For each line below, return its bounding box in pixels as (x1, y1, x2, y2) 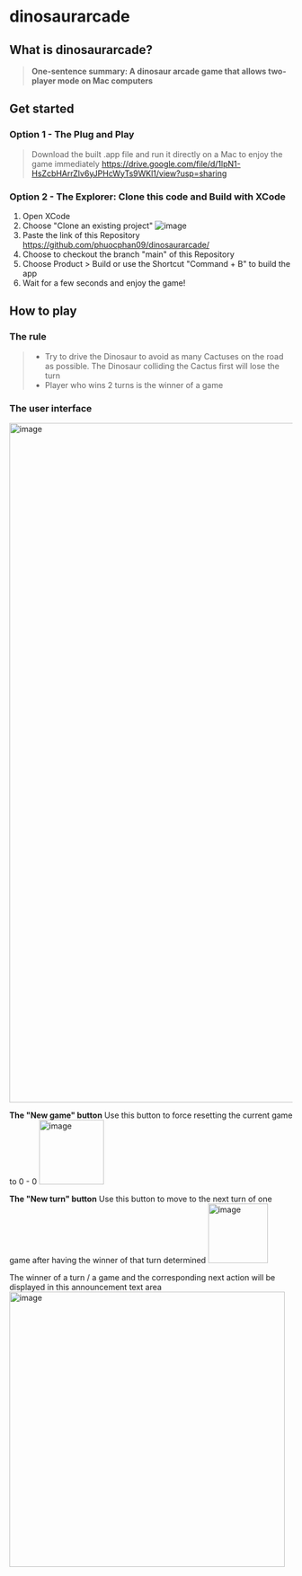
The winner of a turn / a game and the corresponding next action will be (9, 1271, 276, 1282)
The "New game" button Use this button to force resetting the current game (9, 1110, 293, 1120)
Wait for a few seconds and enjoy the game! (22, 277, 186, 288)
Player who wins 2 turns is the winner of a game (44, 379, 224, 390)
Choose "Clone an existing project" (22, 220, 154, 231)
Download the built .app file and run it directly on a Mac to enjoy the (31, 148, 283, 159)
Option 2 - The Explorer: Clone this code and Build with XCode (9, 190, 286, 203)
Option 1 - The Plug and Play (9, 128, 135, 141)
